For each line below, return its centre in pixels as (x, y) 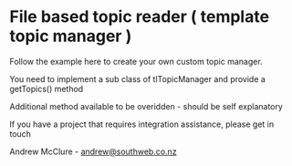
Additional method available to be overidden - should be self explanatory (146, 106)
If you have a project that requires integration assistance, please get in (142, 124)
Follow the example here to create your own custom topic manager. (136, 61)
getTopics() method (47, 88)
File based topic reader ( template (140, 17)
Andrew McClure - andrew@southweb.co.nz (93, 151)
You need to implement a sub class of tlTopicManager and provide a (138, 78)
